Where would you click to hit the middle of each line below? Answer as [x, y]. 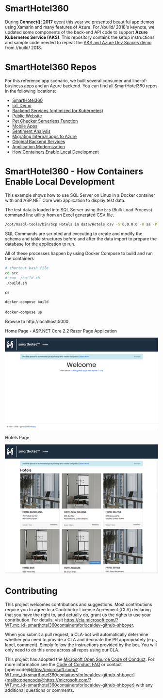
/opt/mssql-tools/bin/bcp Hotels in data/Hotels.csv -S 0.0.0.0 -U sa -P [81, 224]
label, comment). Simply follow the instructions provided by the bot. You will [81, 645]
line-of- [140, 80]
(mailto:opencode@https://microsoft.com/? [48, 680]
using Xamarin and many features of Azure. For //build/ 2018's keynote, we [80, 27]
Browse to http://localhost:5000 [37, 321]
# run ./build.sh [23, 278]
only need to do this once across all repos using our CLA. [62, 650]
